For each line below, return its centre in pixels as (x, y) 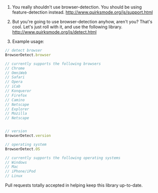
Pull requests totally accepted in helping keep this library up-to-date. (74, 185)
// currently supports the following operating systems (63, 158)
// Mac (12, 167)
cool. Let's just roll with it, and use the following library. (67, 27)
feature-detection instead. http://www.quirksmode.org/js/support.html (82, 12)
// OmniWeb (16, 73)
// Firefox (16, 95)
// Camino (15, 100)
